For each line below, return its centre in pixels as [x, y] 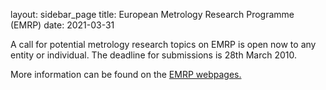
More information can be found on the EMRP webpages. [126, 74]
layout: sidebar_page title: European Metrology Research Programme [152, 14]
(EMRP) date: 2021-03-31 [62, 25]
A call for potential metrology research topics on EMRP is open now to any [163, 44]
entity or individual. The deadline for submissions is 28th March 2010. [153, 55]
